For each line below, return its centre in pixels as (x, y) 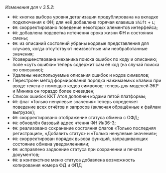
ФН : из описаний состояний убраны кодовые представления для (81, 43)
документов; (26, 155)
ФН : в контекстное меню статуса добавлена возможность (74, 160)
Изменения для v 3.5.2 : (30, 7)
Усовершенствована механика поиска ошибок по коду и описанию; (85, 59)
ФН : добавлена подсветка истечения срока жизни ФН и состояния (83, 33)
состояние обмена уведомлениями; (51, 144)
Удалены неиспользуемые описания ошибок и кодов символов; (81, 75)
